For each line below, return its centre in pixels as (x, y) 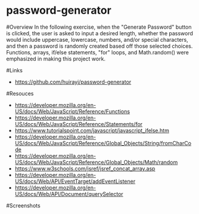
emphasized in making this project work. (56, 59)
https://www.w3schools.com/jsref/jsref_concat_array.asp (85, 169)
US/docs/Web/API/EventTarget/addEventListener (75, 181)
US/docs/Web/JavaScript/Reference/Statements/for (79, 124)
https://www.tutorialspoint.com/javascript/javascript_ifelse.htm (92, 130)
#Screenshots (23, 205)
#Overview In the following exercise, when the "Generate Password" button (99, 27)
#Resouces (20, 93)
